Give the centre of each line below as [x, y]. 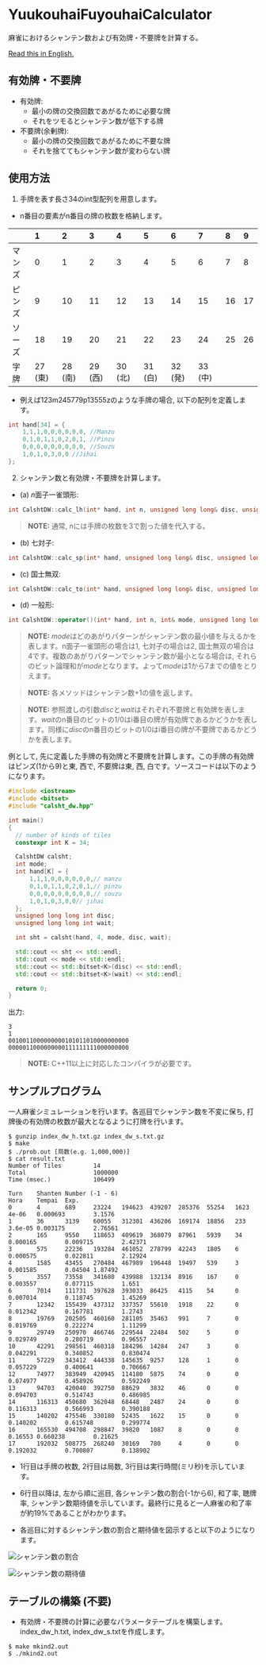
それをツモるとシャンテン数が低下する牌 [97, 121]
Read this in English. [41, 53]
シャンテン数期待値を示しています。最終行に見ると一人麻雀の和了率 [141, 1503]
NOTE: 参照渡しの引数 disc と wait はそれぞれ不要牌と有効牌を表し [133, 710]
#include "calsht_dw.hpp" [51, 806]
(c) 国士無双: [40, 574]
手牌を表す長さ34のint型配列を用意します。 [90, 198]
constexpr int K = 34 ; [53, 842]
